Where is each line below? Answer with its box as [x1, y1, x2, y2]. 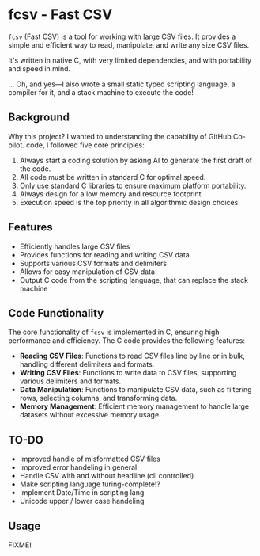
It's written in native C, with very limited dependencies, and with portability [8, 55, 251, 65]
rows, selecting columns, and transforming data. [19, 394, 178, 403]
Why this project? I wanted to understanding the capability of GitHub [8, 131, 232, 141]
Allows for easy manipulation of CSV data [19, 267, 156, 276]
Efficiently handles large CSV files [19, 242, 130, 251]
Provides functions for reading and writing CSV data [19, 249, 190, 259]
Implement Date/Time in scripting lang [19, 488, 145, 497]
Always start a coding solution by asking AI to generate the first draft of [19, 155, 253, 165]
